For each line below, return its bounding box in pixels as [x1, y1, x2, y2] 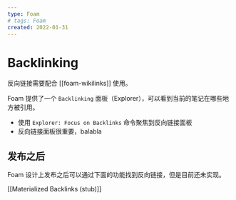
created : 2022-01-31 [7, 24, 69, 31]
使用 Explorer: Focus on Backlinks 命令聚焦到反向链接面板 [17, 119, 193, 127]
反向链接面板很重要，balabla [17, 127, 102, 136]
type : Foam [7, 10, 40, 18]
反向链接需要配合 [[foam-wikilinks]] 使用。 [7, 79, 132, 88]
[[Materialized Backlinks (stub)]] [7, 185, 102, 194]
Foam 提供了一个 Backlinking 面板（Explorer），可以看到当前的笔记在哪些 [7, 94, 223, 103]
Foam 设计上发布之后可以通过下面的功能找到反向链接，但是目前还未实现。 [7, 171, 226, 179]
